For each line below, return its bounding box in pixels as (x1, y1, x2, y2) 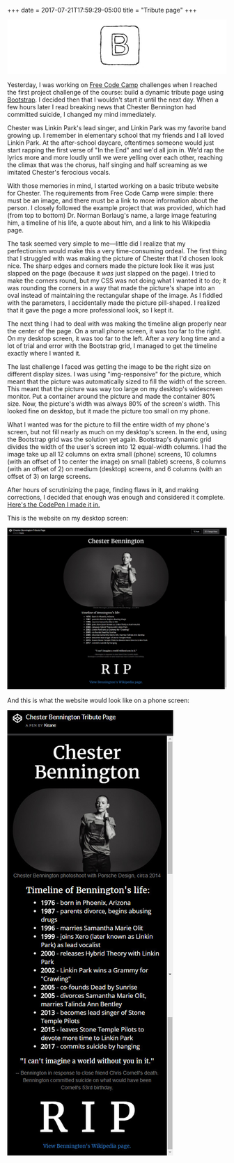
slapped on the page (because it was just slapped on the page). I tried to (7, 269, 216, 278)
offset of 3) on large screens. (7, 473, 91, 481)
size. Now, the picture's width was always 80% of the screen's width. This (7, 399, 221, 408)
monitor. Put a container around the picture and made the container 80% (7, 393, 216, 401)
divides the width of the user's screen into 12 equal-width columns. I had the (7, 443, 227, 451)
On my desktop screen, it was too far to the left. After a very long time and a (7, 334, 225, 343)
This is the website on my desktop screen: (7, 514, 129, 523)
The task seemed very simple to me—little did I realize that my (7, 239, 186, 248)
